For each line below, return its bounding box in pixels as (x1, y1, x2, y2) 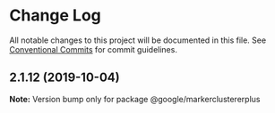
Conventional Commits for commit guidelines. (9, 44, 177, 54)
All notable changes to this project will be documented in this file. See (9, 35, 267, 45)
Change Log (9, 5, 101, 26)
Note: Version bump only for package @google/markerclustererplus (9, 93, 261, 104)
